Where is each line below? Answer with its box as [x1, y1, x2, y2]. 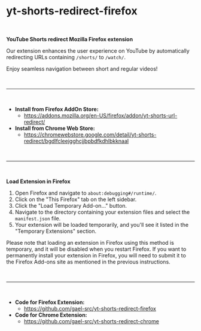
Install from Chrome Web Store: [14, 124, 95, 132]
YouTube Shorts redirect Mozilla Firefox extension [6, 35, 133, 42]
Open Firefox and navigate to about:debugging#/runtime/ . [14, 189, 157, 196]
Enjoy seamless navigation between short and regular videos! [6, 65, 158, 72]
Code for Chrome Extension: [14, 311, 88, 318]
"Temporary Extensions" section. [14, 227, 97, 235]
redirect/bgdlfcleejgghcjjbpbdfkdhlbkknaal [23, 137, 129, 144]
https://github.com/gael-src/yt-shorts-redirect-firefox [23, 305, 157, 312]
